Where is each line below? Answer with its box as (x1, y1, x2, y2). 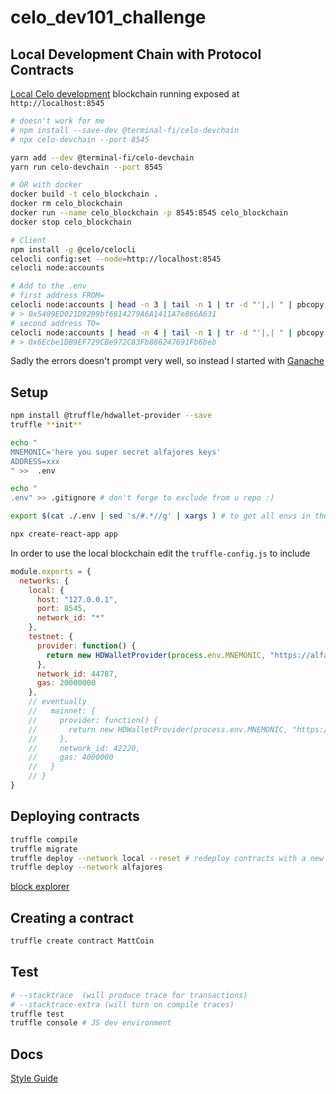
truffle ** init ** (10, 420, 83, 430)
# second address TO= (10, 318, 101, 328)
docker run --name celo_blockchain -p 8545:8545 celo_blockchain (10, 208, 288, 218)
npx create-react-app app (10, 529, 118, 540)
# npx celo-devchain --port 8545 (10, 134, 150, 145)
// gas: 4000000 (28, 752, 114, 763)
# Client (10, 235, 47, 245)
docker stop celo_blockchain (10, 217, 132, 227)
